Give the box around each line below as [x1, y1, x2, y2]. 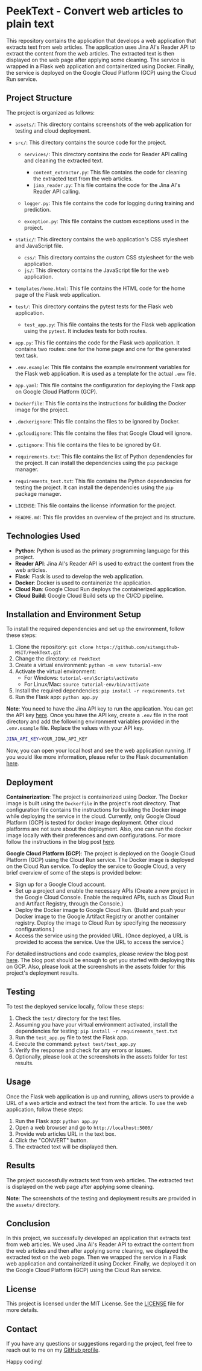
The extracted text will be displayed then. [14, 1143, 118, 1150]
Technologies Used [6, 531, 80, 541]
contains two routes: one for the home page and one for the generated [14, 345, 191, 352]
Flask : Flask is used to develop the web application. [14, 572, 144, 580]
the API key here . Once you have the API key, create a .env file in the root [6, 712, 188, 719]
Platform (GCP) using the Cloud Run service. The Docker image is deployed [6, 856, 194, 864]
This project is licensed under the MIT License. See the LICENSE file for [6, 1300, 185, 1307]
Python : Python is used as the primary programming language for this [14, 547, 189, 554]
